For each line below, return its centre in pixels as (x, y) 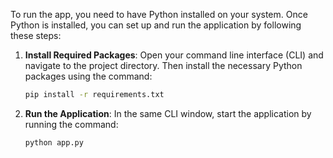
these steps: (36, 35)
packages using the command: (88, 76)
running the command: (71, 124)
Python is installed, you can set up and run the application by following (156, 25)
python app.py (54, 142)
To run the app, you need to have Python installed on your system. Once (159, 14)
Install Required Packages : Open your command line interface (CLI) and (174, 55)
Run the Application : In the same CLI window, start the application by (168, 113)
